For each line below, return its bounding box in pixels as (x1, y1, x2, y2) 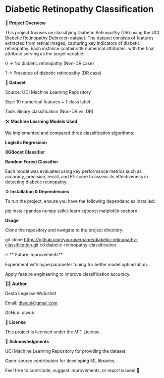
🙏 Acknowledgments (5, 338, 50, 344)
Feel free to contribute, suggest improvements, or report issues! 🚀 (5, 367, 140, 373)
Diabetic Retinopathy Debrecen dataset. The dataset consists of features (5, 35, 154, 41)
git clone (5, 236, 23, 242)
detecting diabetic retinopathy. (5, 179, 68, 185)
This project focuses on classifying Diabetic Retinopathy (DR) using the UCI (5, 29, 160, 35)
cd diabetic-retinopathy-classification (39, 242, 116, 248)
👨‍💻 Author (5, 281, 27, 287)
